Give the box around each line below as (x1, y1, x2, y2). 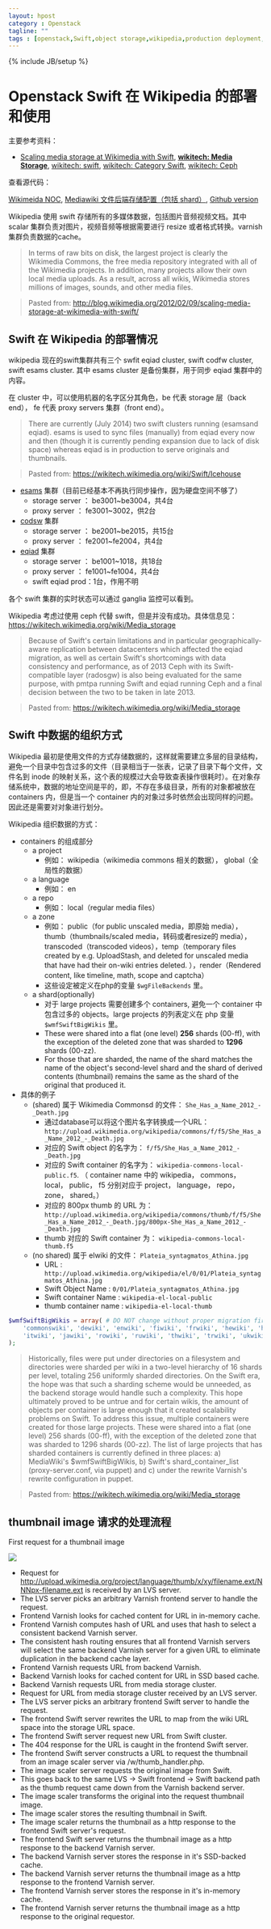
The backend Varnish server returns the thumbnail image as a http (19, 1869, 240, 1879)
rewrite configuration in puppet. (27, 1474, 134, 1484)
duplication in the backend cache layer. (19, 1654, 151, 1664)
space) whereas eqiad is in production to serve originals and (27, 445, 230, 454)
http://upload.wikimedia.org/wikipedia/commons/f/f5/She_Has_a (44, 1127, 261, 1136)
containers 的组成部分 (19, 836, 94, 846)
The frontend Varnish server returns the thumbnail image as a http (19, 1903, 240, 1913)
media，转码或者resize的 (135, 931, 219, 941)
